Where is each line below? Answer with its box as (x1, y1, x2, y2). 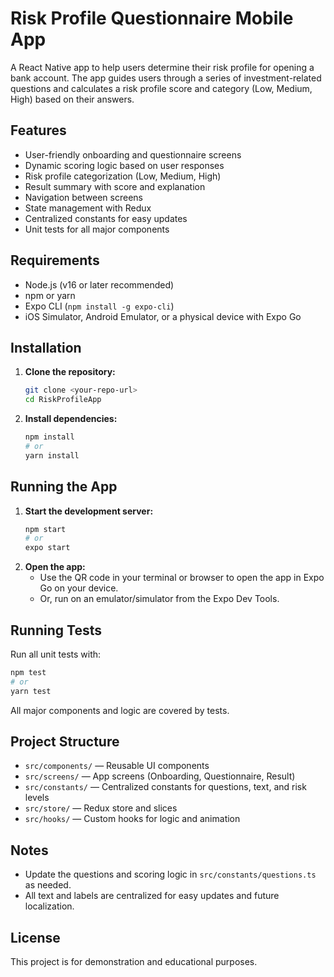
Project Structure (10, 733, 120, 751)
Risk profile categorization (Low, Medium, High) (24, 170, 222, 182)
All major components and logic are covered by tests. (10, 704, 230, 716)
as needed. (24, 879, 72, 891)
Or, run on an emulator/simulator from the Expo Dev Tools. (39, 593, 280, 605)
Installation (10, 339, 82, 356)
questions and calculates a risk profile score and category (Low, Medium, (10, 82, 313, 94)
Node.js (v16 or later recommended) (24, 278, 175, 291)
